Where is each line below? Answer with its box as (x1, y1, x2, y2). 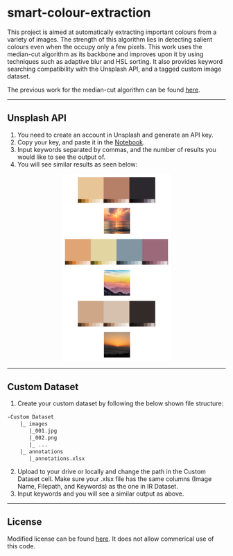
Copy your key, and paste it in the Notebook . (17, 137, 145, 146)
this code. (7, 541, 36, 550)
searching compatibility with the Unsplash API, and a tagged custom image (7, 65, 222, 73)
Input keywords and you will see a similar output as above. (17, 489, 184, 498)
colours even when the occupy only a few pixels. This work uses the (7, 42, 202, 51)
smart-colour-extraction (7, 5, 151, 21)
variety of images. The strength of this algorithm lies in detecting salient (7, 35, 213, 43)
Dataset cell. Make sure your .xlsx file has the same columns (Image (17, 475, 212, 483)
